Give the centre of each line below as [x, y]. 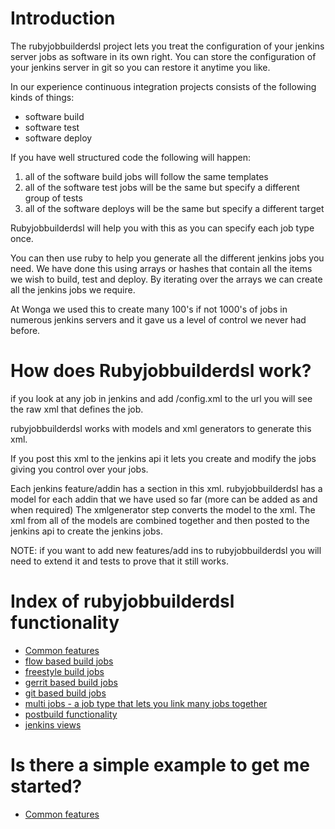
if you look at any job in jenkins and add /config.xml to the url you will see [161, 398]
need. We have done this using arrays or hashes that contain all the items [161, 268]
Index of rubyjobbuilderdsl [122, 601]
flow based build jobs [69, 661]
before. [25, 330]
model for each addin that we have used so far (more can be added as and [164, 499]
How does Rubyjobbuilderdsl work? [161, 371]
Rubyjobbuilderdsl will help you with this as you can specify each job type [162, 228]
